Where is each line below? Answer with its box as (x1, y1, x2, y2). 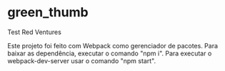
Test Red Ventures (7, 28, 62, 36)
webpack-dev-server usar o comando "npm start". (7, 56, 156, 65)
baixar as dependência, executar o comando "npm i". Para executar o (7, 49, 212, 58)
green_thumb (7, 4, 89, 21)
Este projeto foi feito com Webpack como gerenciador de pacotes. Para (7, 41, 219, 50)
